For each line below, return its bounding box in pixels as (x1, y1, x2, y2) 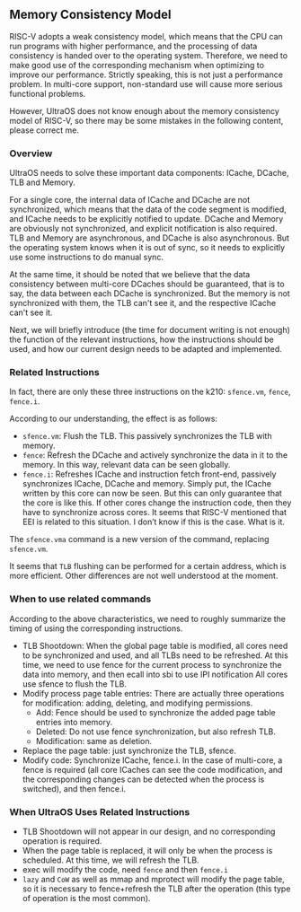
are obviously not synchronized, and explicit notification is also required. (9, 224, 278, 234)
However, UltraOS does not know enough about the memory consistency (9, 105, 280, 116)
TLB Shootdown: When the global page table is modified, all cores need (22, 640, 288, 651)
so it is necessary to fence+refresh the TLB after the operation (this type (22, 883, 291, 894)
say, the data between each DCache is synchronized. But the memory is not (9, 288, 290, 299)
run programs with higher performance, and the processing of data (9, 40, 258, 51)
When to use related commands (9, 592, 152, 605)
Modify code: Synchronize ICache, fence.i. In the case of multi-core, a (22, 754, 283, 766)
